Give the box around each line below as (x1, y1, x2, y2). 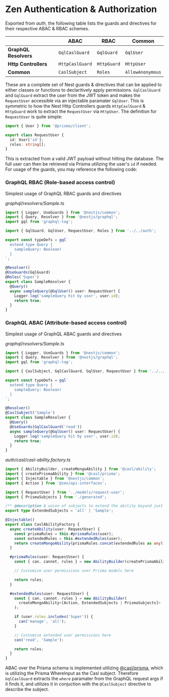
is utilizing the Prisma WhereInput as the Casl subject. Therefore (5, 670, 138, 676)
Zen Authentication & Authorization (5, 4, 157, 15)
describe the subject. (5, 686, 49, 692)
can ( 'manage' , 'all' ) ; (18, 619, 66, 624)
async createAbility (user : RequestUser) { (10, 526, 100, 532)
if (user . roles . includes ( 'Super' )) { (14, 614, 94, 619)
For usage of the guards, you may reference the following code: (5, 166, 137, 172)
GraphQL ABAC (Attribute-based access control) (5, 319, 127, 326)
